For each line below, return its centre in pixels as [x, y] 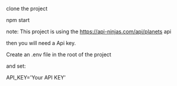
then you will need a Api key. [41, 43]
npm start [18, 20]
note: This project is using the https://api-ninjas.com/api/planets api [89, 31]
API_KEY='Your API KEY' [36, 77]
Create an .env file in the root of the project [59, 55]
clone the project [27, 9]
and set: [16, 66]
